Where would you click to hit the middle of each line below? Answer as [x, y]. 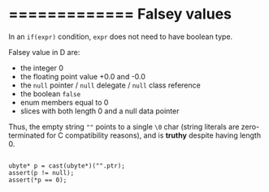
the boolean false [50, 93]
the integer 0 [41, 68]
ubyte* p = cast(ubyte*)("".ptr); [67, 166]
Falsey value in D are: [44, 52]
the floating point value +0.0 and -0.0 [83, 76]
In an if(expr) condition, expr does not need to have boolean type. [121, 36]
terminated [27, 135]
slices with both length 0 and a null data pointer [100, 111]
